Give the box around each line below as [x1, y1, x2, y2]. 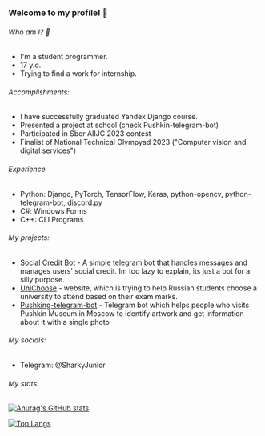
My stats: [8, 378, 39, 388]
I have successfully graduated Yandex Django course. [19, 112, 199, 122]
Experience [8, 164, 46, 174]
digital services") [19, 146, 77, 155]
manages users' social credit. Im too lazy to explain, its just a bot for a [19, 266, 251, 275]
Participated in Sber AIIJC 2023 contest [19, 129, 151, 138]
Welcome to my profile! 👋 [8, 7, 108, 18]
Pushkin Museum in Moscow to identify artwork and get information [19, 308, 244, 318]
